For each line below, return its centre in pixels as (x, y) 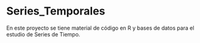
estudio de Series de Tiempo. (43, 34)
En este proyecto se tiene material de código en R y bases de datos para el (100, 28)
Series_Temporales (56, 11)
